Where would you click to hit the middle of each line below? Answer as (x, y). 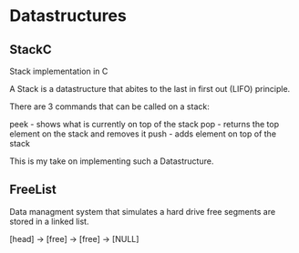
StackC (31, 50)
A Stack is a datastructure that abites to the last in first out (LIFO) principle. (150, 89)
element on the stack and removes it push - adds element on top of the (143, 134)
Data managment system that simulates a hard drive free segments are (143, 211)
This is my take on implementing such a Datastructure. (112, 161)
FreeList (33, 190)
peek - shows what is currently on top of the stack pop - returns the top (144, 124)
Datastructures (68, 16)
